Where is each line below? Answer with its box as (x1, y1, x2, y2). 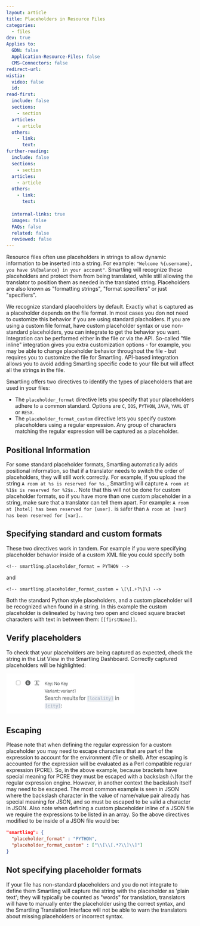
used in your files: (6, 384, 50, 392)
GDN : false (11, 48, 39, 54)
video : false (11, 79, 44, 85)
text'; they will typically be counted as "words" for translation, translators (6, 893, 186, 901)
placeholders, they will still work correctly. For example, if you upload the (6, 473, 186, 481)
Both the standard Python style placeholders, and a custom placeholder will (6, 596, 192, 604)
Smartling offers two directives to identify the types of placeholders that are (6, 378, 193, 385)
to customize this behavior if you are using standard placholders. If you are (6, 316, 190, 323)
